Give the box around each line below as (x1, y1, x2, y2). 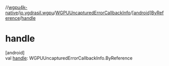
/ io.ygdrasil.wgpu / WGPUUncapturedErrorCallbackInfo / (17, 10, 132, 16)
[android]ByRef (131, 10, 164, 16)
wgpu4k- (8, 5, 28, 10)
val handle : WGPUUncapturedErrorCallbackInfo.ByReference (5, 55, 133, 61)
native (5, 10, 18, 16)
